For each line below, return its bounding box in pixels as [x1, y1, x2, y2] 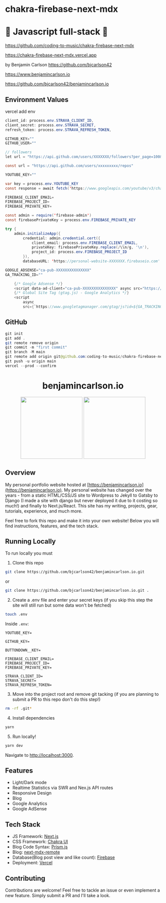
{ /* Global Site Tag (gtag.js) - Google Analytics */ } [14, 290, 129, 295]
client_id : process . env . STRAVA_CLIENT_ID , [5, 118, 94, 123]
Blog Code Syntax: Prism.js [12, 844, 68, 850]
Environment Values [5, 95, 69, 104]
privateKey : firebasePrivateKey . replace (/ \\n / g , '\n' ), [31, 245, 149, 250]
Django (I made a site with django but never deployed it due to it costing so [5, 497, 158, 504]
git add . [5, 336, 26, 340]
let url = [5, 155, 26, 160]
